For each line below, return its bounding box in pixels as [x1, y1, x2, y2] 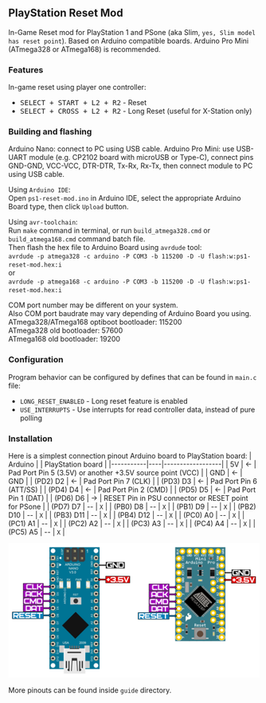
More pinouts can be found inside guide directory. [8, 685, 172, 695]
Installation [8, 433, 53, 444]
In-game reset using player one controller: [8, 83, 147, 92]
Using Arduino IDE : [8, 185, 71, 194]
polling [19, 413, 42, 423]
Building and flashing [8, 127, 92, 138]
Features [8, 64, 44, 75]
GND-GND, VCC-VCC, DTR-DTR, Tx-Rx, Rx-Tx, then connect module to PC [8, 161, 253, 170]
